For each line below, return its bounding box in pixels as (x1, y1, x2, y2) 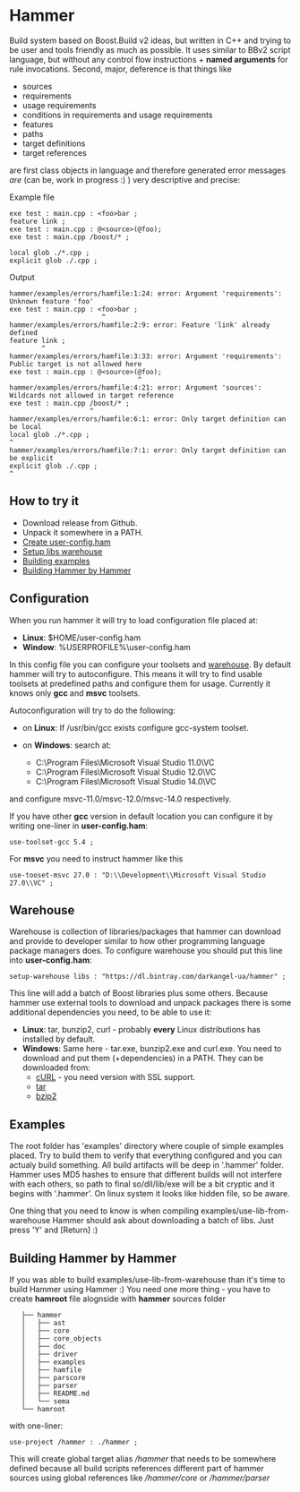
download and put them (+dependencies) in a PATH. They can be (21, 1053, 264, 1064)
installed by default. (21, 1033, 96, 1044)
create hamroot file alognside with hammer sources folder (9, 1293, 227, 1304)
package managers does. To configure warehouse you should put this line (9, 946, 283, 956)
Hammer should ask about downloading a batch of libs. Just (52, 1215, 275, 1226)
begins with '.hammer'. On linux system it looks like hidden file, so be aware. (9, 1188, 290, 1199)
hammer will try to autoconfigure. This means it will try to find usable (9, 668, 262, 679)
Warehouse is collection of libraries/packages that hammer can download (9, 926, 282, 937)
